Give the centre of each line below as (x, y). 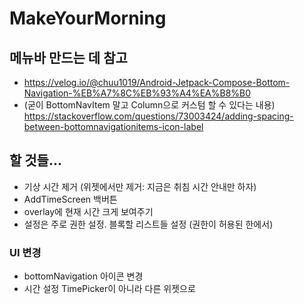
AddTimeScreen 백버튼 (70, 199)
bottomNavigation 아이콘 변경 (83, 276)
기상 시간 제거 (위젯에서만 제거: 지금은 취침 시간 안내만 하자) (140, 186)
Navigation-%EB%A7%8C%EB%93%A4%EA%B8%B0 (137, 93)
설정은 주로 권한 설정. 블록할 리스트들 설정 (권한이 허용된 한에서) (148, 224)
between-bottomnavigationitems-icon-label (113, 126)
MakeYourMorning (88, 18)
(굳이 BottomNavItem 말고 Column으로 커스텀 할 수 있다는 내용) (149, 105)
